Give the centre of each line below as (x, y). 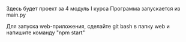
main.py (16, 15)
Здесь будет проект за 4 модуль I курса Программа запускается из (93, 9)
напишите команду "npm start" (46, 33)
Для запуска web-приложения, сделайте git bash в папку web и (88, 26)
